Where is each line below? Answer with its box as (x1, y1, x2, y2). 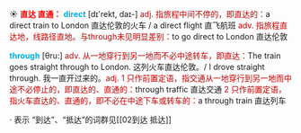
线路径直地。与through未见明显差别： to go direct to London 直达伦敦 (32, 31, 288, 41)
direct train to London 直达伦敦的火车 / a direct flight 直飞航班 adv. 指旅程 (9, 20, 280, 31)
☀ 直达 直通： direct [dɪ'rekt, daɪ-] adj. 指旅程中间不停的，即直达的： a (9, 9, 271, 19)
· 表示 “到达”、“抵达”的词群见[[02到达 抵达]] (9, 114, 173, 125)
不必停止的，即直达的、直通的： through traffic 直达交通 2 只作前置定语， (16, 84, 287, 94)
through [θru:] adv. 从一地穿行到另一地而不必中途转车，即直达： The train (9, 50, 281, 61)
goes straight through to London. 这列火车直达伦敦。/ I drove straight (9, 62, 265, 72)
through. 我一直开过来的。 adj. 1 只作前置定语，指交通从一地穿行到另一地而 (9, 73, 285, 84)
